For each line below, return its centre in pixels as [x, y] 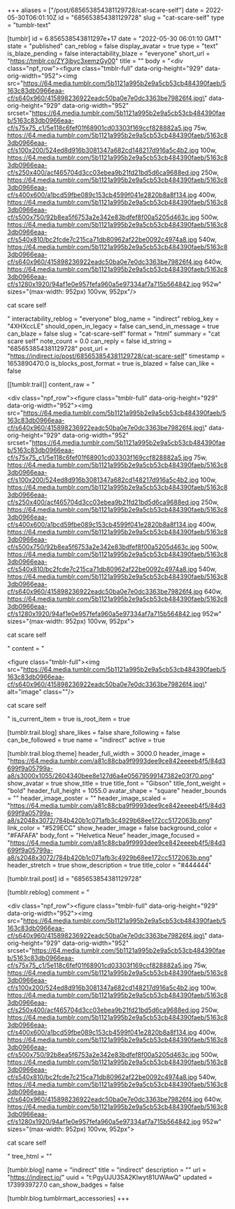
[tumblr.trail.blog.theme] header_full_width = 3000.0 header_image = [107, 753]
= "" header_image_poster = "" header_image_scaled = [87, 798]
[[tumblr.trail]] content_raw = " [51, 384]
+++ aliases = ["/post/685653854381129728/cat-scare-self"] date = [106, 10]
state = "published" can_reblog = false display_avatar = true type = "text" [113, 46]
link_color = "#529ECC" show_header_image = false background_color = [113, 828]
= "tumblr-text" [29, 25]
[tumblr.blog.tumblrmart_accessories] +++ [69, 1198]
